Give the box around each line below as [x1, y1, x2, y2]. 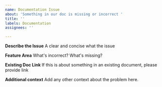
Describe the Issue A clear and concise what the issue [5, 43, 115, 49]
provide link [5, 67, 29, 73]
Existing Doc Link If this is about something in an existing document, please [5, 62, 157, 68]
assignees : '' [5, 25, 34, 30]
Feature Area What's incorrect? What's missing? [5, 52, 103, 59]
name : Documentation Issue [5, 7, 60, 12]
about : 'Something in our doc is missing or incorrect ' [5, 12, 123, 17]
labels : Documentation [5, 21, 51, 26]
